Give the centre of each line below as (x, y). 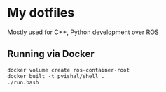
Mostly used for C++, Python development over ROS (83, 32)
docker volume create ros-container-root (69, 70)
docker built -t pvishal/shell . (56, 76)
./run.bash (23, 82)
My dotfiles (41, 13)
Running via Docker (51, 54)
